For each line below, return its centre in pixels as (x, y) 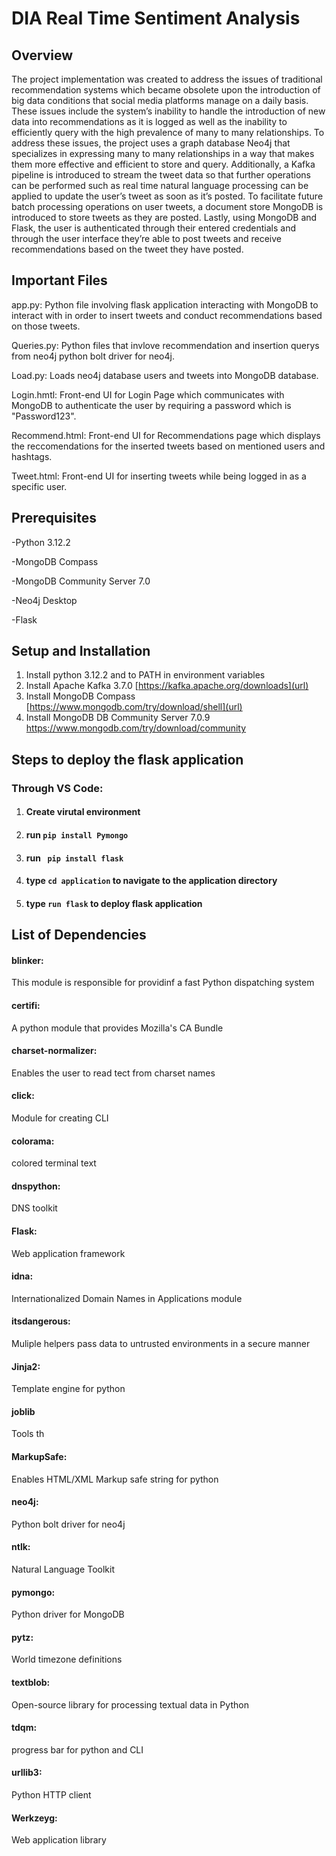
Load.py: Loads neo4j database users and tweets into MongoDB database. (165, 375)
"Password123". (44, 416)
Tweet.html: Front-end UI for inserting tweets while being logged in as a (159, 476)
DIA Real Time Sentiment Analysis (156, 18)
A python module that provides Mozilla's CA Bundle (117, 1028)
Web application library (59, 1840)
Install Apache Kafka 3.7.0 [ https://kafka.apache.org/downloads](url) (167, 686)
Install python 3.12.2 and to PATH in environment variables (145, 675)
